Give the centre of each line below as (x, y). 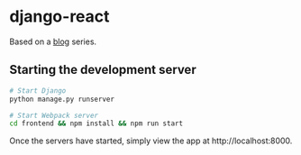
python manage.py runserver (62, 99)
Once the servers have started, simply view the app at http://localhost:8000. (151, 141)
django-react (59, 17)
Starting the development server (103, 70)
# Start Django (38, 91)
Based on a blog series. (53, 41)
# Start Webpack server (54, 115)
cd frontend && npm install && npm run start (96, 123)
